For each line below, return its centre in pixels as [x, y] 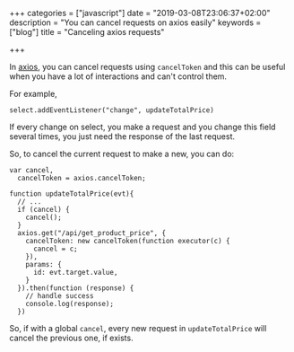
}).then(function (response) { [76, 288]
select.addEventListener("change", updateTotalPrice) [112, 110]
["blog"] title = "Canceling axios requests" [87, 32]
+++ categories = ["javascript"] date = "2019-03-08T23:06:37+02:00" [140, 13]
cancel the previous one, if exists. [71, 338]
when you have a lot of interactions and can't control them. [118, 76]
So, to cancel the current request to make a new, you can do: [122, 154]
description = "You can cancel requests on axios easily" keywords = [135, 22]
